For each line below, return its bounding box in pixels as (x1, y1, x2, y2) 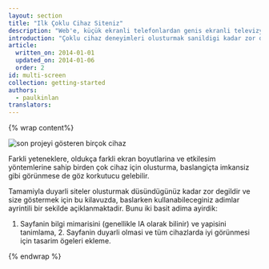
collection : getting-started (8, 78, 106, 86)
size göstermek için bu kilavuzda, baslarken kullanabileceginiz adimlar (8, 195, 240, 205)
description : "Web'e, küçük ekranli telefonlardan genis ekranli (8, 26, 231, 34)
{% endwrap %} (8, 251, 62, 261)
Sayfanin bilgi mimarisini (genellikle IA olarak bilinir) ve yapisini (19, 219, 227, 229)
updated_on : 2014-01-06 (15, 57, 94, 65)
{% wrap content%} (8, 123, 74, 133)
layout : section (8, 11, 62, 20)
